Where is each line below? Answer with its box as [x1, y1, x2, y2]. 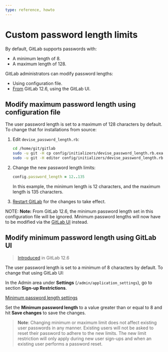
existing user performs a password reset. [17, 340, 103, 347]
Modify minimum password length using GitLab [5, 233, 156, 242]
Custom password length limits [5, 29, 138, 40]
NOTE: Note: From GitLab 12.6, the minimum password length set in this [5, 208, 153, 214]
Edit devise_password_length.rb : [12, 136, 79, 142]
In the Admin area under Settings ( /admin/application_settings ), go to [5, 280, 152, 286]
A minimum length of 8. [12, 55, 61, 61]
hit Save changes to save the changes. [5, 310, 86, 316]
